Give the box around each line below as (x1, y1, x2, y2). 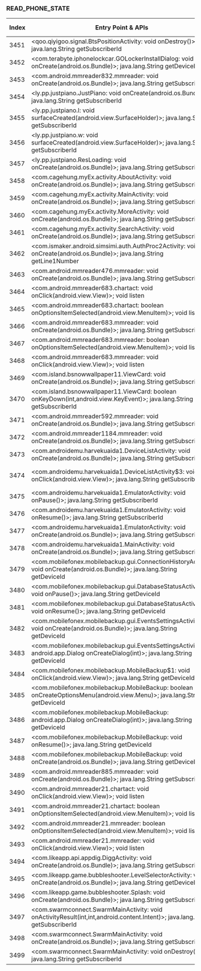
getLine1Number (31, 257, 80, 265)
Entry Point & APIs (95, 23, 148, 32)
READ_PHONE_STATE (6, 4, 70, 13)
